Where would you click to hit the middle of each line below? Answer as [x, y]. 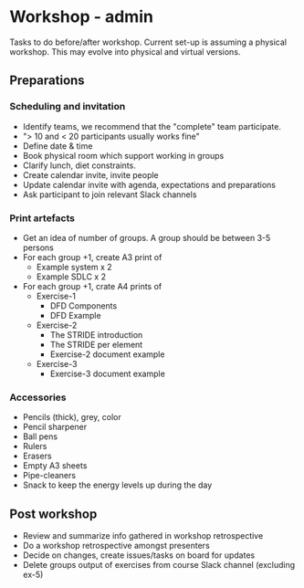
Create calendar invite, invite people [91, 174]
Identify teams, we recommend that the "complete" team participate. [152, 126]
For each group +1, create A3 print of [92, 257]
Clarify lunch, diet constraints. [79, 165]
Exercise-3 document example [108, 373]
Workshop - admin [81, 17]
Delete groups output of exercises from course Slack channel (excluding [159, 565]
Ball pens [40, 436]
